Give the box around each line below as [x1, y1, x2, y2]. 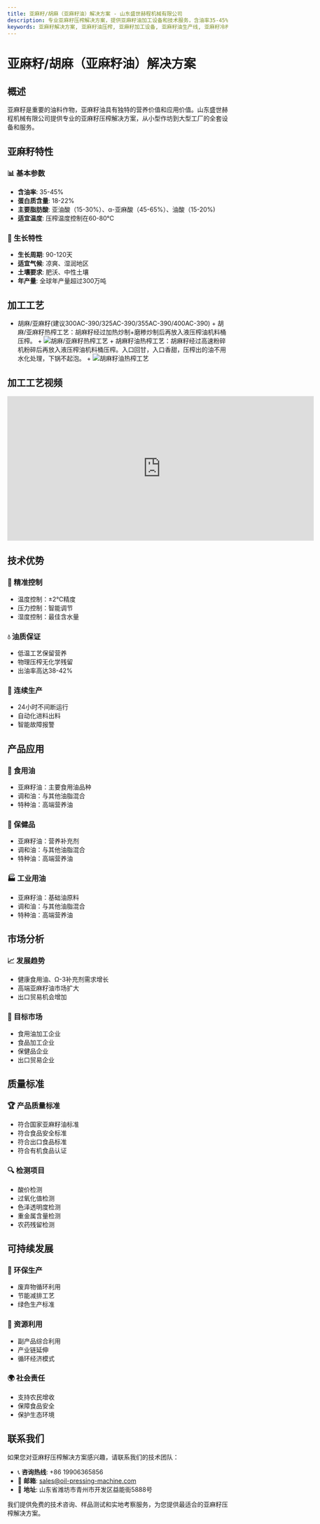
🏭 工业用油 [7, 874, 46, 884]
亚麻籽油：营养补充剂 [17, 837, 79, 845]
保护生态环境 [17, 1410, 55, 1419]
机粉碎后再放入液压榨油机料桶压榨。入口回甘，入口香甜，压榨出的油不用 [17, 345, 226, 354]
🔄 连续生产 [7, 685, 43, 695]
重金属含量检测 [17, 1211, 61, 1220]
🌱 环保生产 [7, 1265, 43, 1275]
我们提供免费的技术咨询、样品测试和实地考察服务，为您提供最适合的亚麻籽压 [7, 1500, 228, 1509]
